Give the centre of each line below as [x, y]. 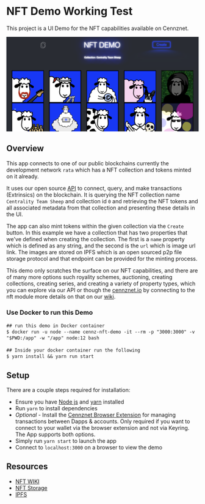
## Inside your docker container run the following [73, 350]
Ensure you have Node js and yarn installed [70, 402]
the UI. [15, 214]
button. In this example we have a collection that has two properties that [97, 232]
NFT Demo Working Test [70, 11]
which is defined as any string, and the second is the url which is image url [101, 246]
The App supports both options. [55, 434]
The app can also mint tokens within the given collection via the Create [95, 226]
